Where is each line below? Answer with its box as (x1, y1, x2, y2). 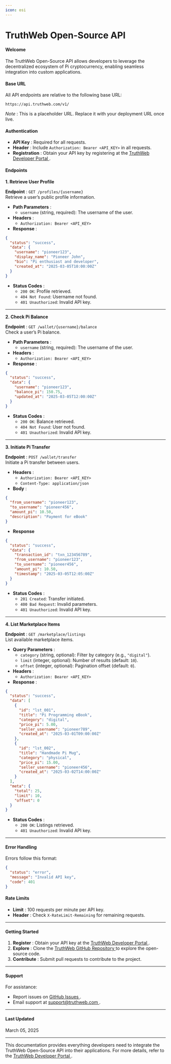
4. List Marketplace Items (5, 621, 60, 627)
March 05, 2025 (5, 1027, 39, 1033)
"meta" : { (10, 784, 31, 789)
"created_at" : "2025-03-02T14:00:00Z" (18, 769, 101, 774)
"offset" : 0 (14, 798, 40, 803)
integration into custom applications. (5, 69, 82, 75)
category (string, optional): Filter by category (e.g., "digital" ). (20, 652, 151, 658)
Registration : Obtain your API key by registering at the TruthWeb (12, 150, 150, 156)
